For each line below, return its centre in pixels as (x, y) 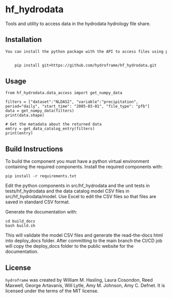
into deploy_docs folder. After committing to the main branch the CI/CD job (84, 241)
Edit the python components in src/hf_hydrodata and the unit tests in (78, 186)
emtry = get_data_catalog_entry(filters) (50, 129)
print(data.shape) (25, 115)
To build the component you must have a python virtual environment (77, 161)
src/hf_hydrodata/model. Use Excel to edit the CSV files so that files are (81, 197)
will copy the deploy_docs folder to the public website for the (70, 246)
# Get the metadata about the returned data (53, 124)
